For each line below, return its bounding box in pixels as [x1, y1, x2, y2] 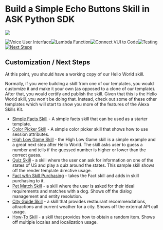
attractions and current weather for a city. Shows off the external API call [12, 203, 159, 210]
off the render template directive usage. [12, 167, 92, 173]
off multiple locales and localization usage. [12, 219, 98, 225]
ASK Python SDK [5, 14, 75, 25]
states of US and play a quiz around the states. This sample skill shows [12, 162, 155, 168]
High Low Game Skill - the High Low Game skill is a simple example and [12, 136, 156, 142]
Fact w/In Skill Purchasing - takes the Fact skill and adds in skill [12, 173, 139, 178]
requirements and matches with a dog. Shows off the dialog [12, 188, 132, 194]
